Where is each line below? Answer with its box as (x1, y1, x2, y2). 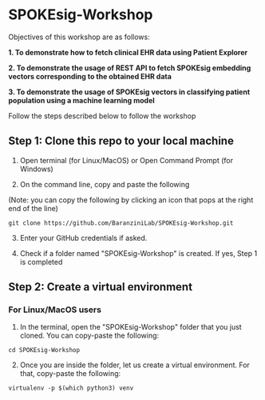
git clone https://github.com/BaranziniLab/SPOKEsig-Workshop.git (8, 218, 234, 227)
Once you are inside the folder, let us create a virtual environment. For (19, 360, 250, 370)
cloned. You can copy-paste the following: (19, 330, 160, 341)
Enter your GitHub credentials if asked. (19, 233, 148, 242)
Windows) (19, 164, 53, 174)
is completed (19, 257, 63, 266)
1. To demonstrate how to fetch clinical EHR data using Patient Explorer (8, 47, 248, 57)
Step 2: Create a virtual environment (8, 280, 193, 294)
